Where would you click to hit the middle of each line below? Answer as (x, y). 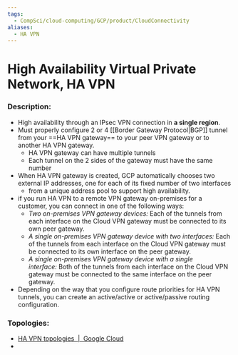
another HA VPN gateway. (56, 145)
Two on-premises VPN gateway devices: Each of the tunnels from (125, 213)
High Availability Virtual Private (102, 69)
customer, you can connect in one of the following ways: (101, 206)
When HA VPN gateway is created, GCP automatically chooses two (116, 175)
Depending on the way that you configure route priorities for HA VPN (119, 289)
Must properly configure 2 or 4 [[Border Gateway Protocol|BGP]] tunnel (123, 130)
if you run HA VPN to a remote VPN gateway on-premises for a (110, 198)
